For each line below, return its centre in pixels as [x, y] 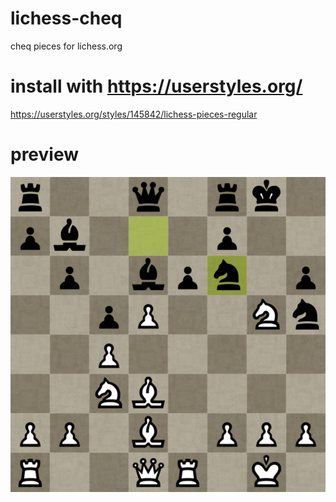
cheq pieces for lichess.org [66, 46]
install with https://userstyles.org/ [156, 86]
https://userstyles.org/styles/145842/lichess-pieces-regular [134, 114]
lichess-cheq [66, 18]
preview [45, 154]
